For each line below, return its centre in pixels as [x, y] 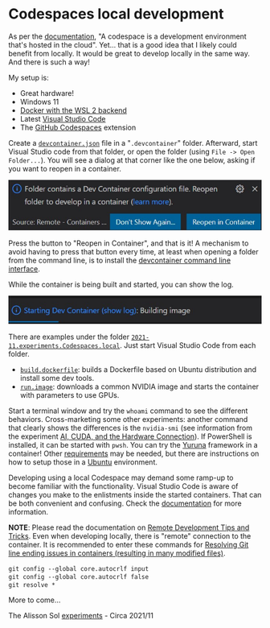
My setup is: [29, 77]
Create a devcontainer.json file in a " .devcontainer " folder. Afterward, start [133, 143]
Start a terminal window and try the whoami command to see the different [128, 411]
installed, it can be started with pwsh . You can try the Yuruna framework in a [133, 444]
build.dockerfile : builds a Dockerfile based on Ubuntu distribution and [138, 369]
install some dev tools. [57, 378]
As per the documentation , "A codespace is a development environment [127, 36]
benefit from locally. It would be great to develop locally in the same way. [129, 53]
